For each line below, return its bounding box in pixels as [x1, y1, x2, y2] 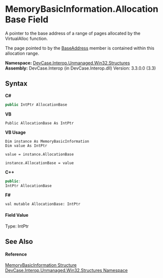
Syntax [5, 79, 28, 88]
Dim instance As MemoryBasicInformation [5, 139, 90, 144]
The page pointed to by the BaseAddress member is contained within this [5, 45, 155, 51]
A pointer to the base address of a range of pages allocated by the [5, 30, 141, 36]
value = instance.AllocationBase [5, 152, 74, 157]
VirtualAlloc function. [5, 36, 48, 41]
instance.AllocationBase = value [5, 160, 74, 165]
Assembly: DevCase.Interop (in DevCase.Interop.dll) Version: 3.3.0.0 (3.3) [5, 65, 156, 71]
